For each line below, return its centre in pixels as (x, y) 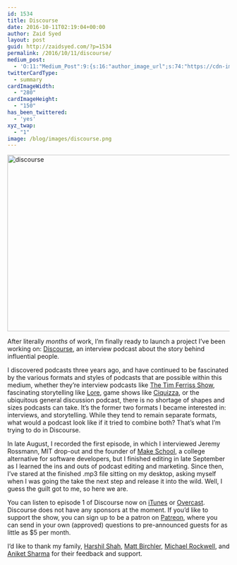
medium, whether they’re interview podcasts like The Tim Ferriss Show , (111, 385)
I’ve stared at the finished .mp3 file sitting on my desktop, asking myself (112, 474)
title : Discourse (33, 20)
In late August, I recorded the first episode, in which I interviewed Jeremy (114, 444)
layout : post (26, 40)
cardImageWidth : (31, 86)
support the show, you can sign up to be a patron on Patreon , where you (113, 518)
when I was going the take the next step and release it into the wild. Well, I (115, 482)
